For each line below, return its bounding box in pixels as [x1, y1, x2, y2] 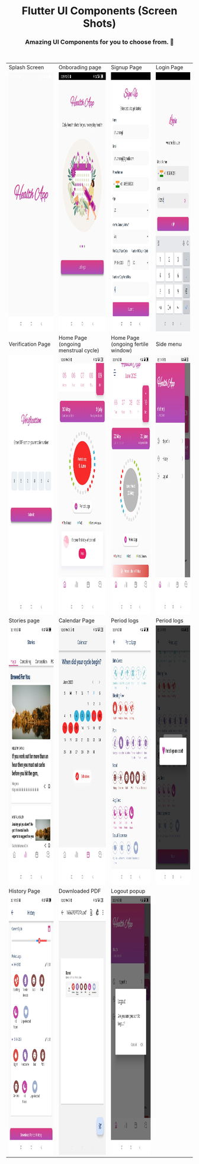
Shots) [82, 17, 117, 30]
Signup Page [111, 64, 142, 71]
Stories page [8, 617, 40, 624]
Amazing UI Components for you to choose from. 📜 [25, 38, 174, 46]
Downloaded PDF [58, 887, 101, 895]
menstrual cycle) [58, 346, 99, 353]
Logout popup [111, 887, 146, 895]
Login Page [156, 64, 184, 71]
